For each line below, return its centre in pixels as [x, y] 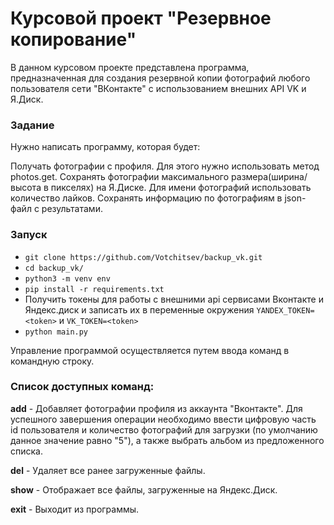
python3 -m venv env [67, 278]
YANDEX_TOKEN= [285, 310]
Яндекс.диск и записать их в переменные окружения [139, 309]
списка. [26, 451]
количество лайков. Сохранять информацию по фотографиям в [146, 198]
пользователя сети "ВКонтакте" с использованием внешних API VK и [158, 88]
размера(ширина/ [269, 177]
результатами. [72, 209]
